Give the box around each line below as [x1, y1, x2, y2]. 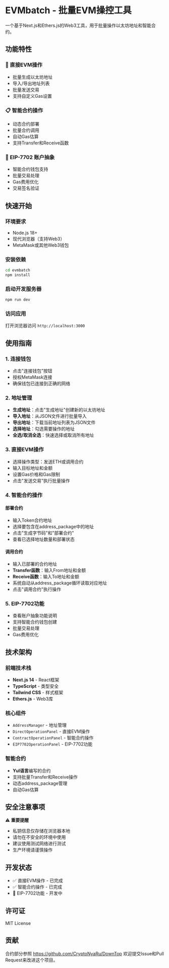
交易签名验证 [12, 185, 39, 191]
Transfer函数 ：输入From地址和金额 [12, 567, 86, 573]
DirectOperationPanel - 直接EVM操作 [12, 728, 90, 734]
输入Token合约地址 [12, 517, 52, 523]
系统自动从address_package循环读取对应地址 [12, 580, 107, 586]
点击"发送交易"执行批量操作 [12, 477, 70, 484]
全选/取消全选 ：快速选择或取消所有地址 [12, 432, 94, 438]
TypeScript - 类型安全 [12, 683, 59, 689]
